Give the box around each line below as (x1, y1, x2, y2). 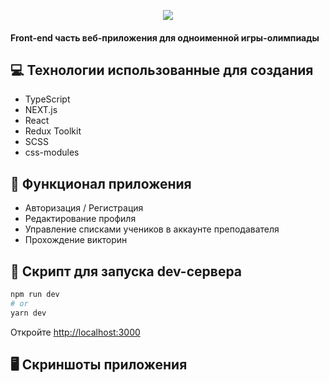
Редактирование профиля (24, 213, 137, 225)
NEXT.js (24, 104, 58, 116)
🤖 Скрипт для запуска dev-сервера (10, 263, 243, 280)
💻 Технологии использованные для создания (10, 61, 314, 79)
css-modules (24, 146, 80, 159)
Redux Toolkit (24, 125, 82, 137)
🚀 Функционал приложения (10, 175, 192, 192)
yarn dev (10, 308, 47, 318)
